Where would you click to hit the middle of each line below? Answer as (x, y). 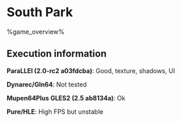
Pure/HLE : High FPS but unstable (55, 111)
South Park (40, 12)
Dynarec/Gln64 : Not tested (47, 84)
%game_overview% (36, 32)
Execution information (57, 54)
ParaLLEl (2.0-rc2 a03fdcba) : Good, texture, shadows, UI (91, 70)
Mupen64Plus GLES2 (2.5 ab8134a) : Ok (66, 98)
